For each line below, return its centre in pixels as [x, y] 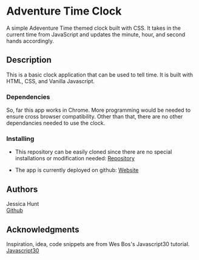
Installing [20, 139]
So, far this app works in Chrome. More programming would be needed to [99, 110]
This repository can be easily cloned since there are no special [93, 152]
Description [29, 60]
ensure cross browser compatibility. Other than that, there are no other [95, 117]
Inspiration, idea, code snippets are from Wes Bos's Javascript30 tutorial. [98, 244]
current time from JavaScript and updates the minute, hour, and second [96, 34]
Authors [22, 189]
